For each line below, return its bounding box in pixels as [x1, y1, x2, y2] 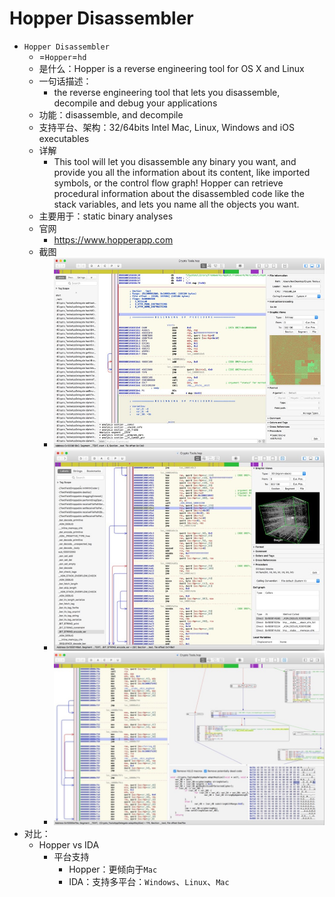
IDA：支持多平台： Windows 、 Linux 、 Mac [68, 875, 230, 887]
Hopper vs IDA [38, 838, 100, 851]
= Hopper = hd [38, 50, 87, 62]
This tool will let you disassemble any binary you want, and [53, 155, 297, 167]
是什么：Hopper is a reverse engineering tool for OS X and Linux [38, 62, 305, 74]
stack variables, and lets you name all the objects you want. [53, 198, 300, 210]
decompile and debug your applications [53, 97, 218, 109]
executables [38, 132, 90, 144]
